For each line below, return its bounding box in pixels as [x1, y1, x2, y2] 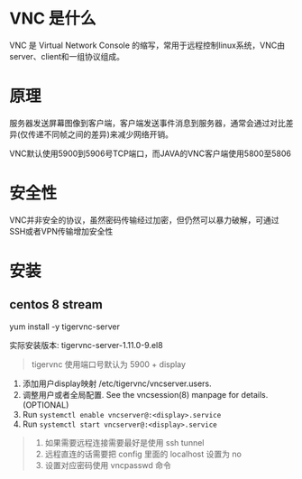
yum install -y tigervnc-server [9, 321, 120, 332]
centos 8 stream [9, 297, 104, 312]
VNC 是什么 [9, 8, 96, 29]
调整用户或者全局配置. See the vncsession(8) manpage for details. [22, 389, 269, 400]
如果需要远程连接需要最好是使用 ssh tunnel [44, 437, 205, 447]
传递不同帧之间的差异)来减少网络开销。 [28, 128, 174, 140]
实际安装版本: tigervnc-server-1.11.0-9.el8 [9, 339, 164, 350]
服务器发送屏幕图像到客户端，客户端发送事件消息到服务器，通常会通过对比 [9, 117, 286, 128]
